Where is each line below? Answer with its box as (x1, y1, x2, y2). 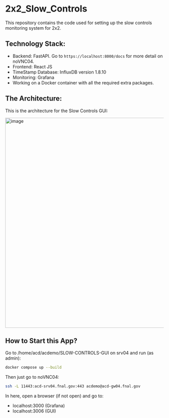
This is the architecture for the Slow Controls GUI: (5, 108, 108, 114)
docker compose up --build (5, 365, 62, 370)
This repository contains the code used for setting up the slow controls (5, 20, 152, 26)
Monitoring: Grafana (12, 74, 54, 80)
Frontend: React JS (12, 63, 53, 69)
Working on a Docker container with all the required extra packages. (12, 79, 154, 86)
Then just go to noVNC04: (5, 374, 59, 380)
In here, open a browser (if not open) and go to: (5, 393, 104, 399)
